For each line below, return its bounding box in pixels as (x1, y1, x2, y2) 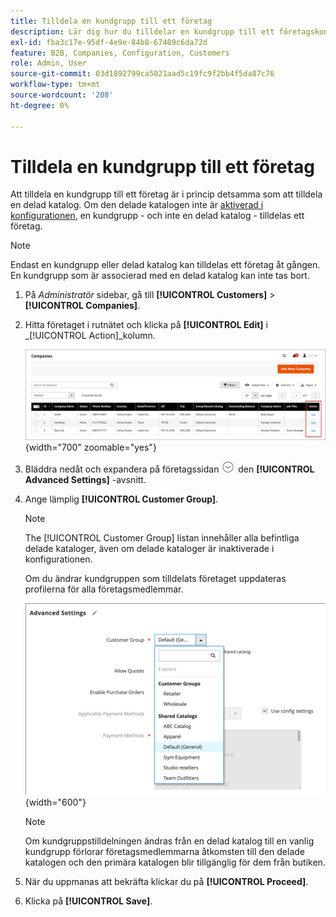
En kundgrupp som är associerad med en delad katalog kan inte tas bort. (10, 270, 310, 282)
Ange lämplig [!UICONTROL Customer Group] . (24, 493, 219, 505)
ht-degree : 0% (10, 100, 70, 110)
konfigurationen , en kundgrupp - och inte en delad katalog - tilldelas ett (10, 210, 305, 222)
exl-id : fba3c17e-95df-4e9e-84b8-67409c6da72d (10, 37, 208, 47)
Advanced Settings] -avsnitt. (24, 473, 147, 485)
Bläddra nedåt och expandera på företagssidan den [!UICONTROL (24, 463, 315, 475)
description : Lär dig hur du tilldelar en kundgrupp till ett (10, 26, 275, 37)
